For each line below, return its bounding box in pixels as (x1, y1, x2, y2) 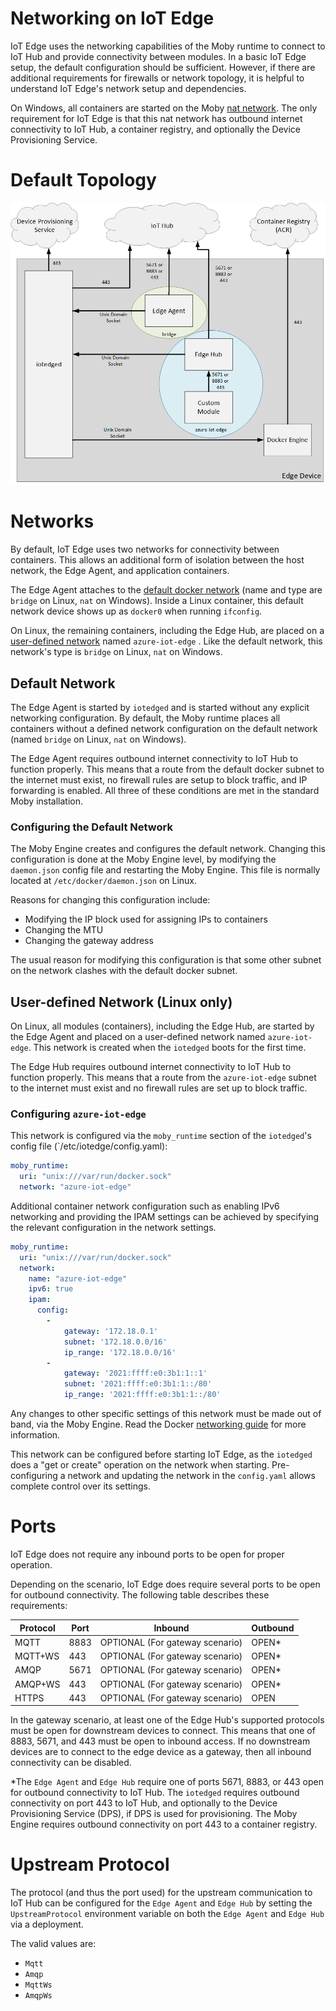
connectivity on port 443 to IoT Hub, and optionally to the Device (10, 1797, 278, 1809)
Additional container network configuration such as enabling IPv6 (10, 1200, 280, 1212)
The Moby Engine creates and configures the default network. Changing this (10, 843, 326, 855)
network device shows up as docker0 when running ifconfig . (10, 605, 263, 617)
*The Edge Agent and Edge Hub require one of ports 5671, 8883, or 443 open (10, 1776, 325, 1788)
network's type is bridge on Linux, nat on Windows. (10, 646, 223, 658)
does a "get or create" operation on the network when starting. (10, 1459, 270, 1471)
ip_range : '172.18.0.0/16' (63, 1347, 177, 1357)
